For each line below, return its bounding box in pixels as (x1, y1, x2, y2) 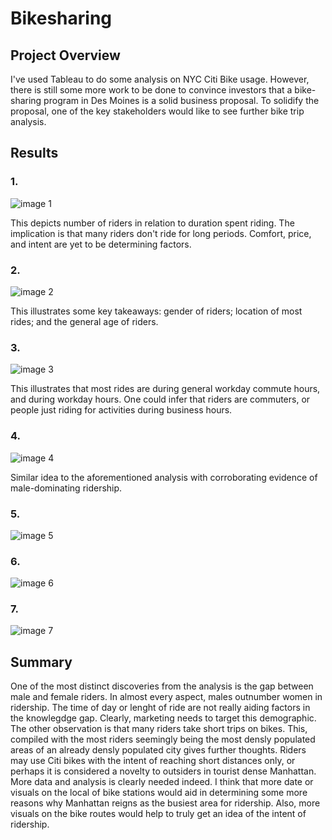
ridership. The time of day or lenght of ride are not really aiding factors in (10, 702, 311, 714)
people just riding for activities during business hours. (10, 404, 233, 416)
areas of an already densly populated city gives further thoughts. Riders (10, 744, 307, 756)
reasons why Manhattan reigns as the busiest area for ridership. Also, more (10, 797, 321, 809)
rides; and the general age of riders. (10, 315, 159, 327)
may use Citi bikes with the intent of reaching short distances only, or (10, 755, 296, 767)
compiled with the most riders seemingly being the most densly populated (10, 733, 316, 746)
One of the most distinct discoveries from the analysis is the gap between (10, 680, 314, 692)
